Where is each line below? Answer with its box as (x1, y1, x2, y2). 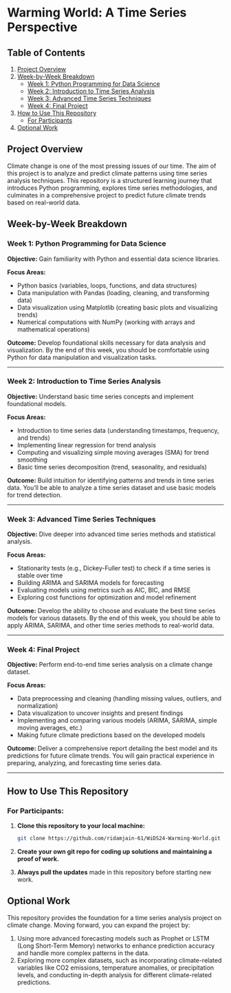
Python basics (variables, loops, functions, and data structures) (16, 281, 197, 290)
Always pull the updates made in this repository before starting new (16, 868, 212, 876)
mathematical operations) (16, 325, 90, 333)
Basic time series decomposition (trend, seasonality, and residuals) (16, 462, 208, 471)
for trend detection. (7, 491, 62, 499)
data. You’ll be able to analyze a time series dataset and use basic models (7, 483, 217, 491)
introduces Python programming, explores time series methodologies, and (7, 184, 218, 192)
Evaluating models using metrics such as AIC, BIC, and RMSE (16, 586, 191, 595)
